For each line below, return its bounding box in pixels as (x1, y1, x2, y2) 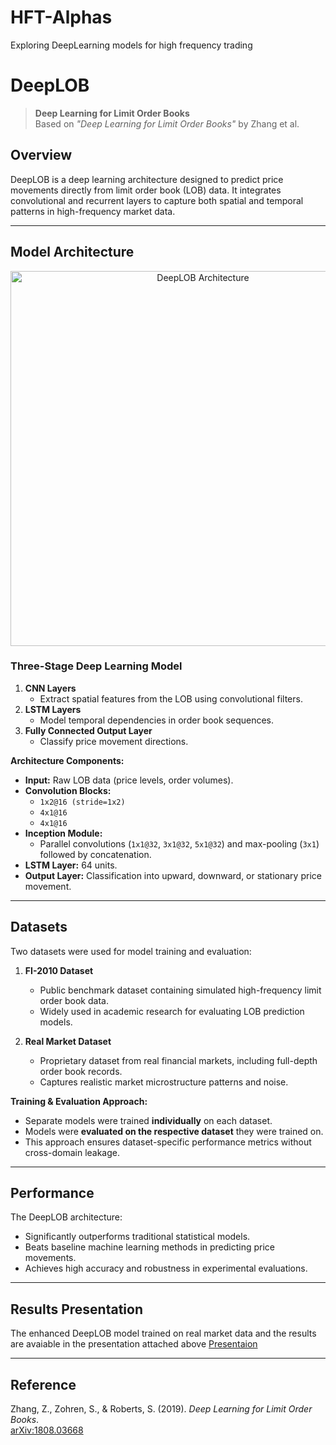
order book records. (39, 1065, 123, 1077)
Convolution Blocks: (24, 784, 112, 796)
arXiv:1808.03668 (10, 1424, 84, 1436)
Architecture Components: (10, 754, 125, 766)
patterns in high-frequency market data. (10, 205, 176, 217)
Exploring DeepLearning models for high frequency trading (10, 39, 253, 51)
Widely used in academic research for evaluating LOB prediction (39, 1005, 305, 1017)
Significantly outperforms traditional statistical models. (24, 1231, 251, 1243)
